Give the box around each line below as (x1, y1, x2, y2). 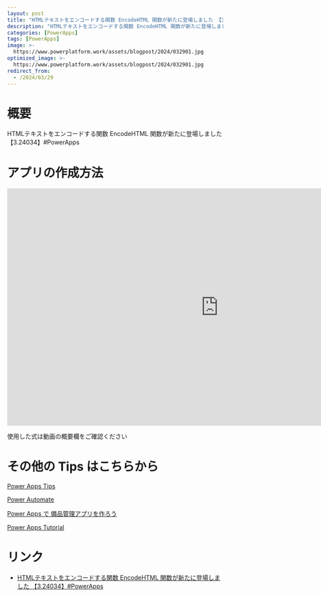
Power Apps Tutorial (7, 523, 64, 532)
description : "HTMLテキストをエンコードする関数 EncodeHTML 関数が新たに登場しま (7, 23, 222, 30)
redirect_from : (7, 67, 51, 74)
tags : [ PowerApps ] (7, 36, 60, 43)
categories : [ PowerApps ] (7, 29, 78, 36)
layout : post (7, 10, 45, 17)
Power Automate (7, 495, 55, 504)
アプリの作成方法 (7, 165, 104, 181)
